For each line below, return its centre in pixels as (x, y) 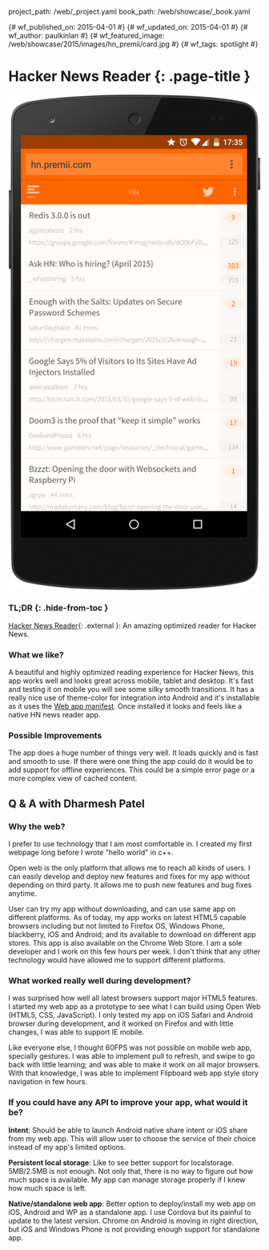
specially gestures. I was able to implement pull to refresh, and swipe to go (132, 1056)
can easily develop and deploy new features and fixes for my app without (129, 877)
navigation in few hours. (48, 1082)
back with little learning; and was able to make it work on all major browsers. (134, 1065)
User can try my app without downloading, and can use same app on (122, 909)
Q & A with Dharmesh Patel (77, 804)
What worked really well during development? (100, 981)
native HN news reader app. (54, 715)
